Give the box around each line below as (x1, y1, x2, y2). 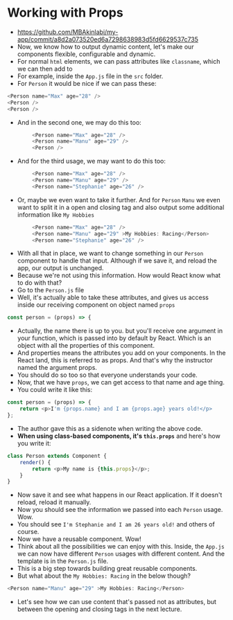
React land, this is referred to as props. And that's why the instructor (17, 356, 213, 364)
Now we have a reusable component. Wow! (17, 535, 141, 543)
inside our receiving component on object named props (17, 301, 175, 309)
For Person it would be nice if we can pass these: (17, 79, 157, 87)
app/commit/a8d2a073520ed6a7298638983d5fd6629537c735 (17, 35, 199, 43)
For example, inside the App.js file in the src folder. (17, 71, 164, 80)
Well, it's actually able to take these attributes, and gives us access (17, 293, 209, 302)
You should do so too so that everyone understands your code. (17, 371, 198, 379)
